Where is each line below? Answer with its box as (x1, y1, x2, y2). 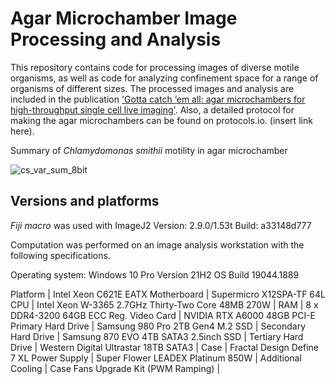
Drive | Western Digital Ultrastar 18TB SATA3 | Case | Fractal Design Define (10, 341, 320, 353)
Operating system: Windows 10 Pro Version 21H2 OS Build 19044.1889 (10, 268, 300, 281)
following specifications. (10, 249, 111, 261)
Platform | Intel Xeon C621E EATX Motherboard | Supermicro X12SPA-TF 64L (10, 288, 326, 300)
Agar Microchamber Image (10, 7, 238, 30)
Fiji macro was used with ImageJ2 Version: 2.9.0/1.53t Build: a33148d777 (10, 219, 312, 231)
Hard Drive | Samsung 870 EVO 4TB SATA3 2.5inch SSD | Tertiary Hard (10, 330, 304, 342)
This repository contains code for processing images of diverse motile (10, 61, 300, 73)
